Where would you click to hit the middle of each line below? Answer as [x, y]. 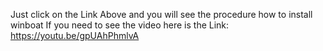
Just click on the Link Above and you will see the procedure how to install [161, 14]
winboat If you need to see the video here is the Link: [120, 25]
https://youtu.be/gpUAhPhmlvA [75, 35]
